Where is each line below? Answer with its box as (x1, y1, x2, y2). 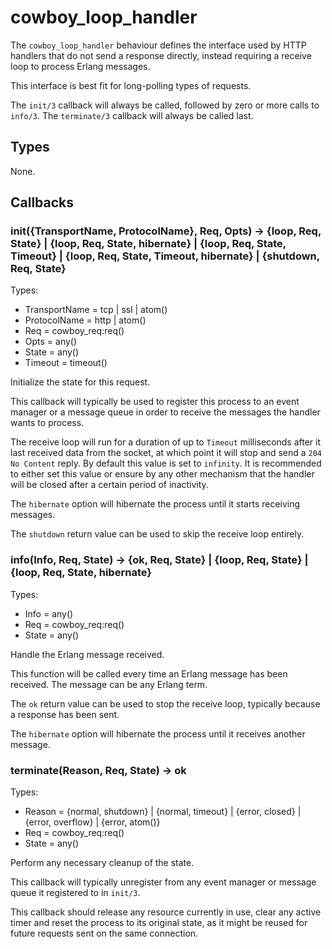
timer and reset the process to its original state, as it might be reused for (10, 917, 308, 929)
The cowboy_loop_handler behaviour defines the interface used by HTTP (10, 39, 307, 51)
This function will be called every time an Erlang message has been (10, 667, 288, 680)
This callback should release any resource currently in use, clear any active (10, 906, 322, 918)
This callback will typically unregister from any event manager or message (10, 876, 317, 888)
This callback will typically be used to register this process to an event (10, 396, 300, 408)
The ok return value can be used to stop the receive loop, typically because (10, 697, 321, 710)
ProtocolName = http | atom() (24, 314, 147, 326)
